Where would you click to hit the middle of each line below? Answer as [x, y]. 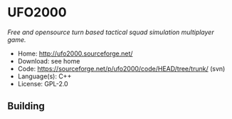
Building [26, 107]
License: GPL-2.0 [43, 83]
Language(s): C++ [44, 76]
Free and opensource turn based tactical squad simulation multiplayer [111, 32]
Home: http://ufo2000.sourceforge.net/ [75, 53]
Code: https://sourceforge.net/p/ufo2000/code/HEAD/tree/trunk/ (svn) [121, 68]
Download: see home [49, 61]
